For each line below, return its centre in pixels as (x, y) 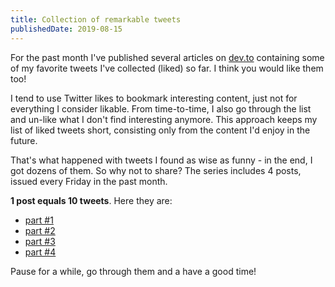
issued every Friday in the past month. (89, 181)
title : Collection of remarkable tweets (96, 19)
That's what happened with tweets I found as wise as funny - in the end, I (161, 160)
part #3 (40, 241)
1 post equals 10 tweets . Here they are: (91, 200)
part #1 (39, 220)
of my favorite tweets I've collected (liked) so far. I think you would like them (167, 68)
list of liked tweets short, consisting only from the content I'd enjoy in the (160, 130)
